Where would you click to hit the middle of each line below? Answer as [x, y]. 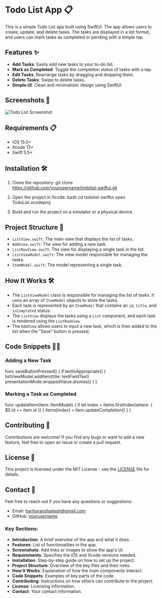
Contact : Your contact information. [47, 591]
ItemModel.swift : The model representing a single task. [67, 265]
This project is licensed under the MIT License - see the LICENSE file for [77, 469]
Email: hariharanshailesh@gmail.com [49, 511]
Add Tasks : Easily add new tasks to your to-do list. [63, 64]
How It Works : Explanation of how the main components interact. [77, 570]
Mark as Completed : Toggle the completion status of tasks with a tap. [82, 69]
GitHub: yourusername [35, 516]
